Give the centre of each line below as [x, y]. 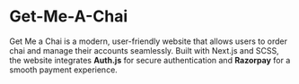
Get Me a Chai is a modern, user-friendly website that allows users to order [148, 41]
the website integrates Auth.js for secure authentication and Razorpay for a [150, 60]
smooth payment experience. [64, 70]
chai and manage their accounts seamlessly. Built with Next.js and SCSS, [145, 50]
